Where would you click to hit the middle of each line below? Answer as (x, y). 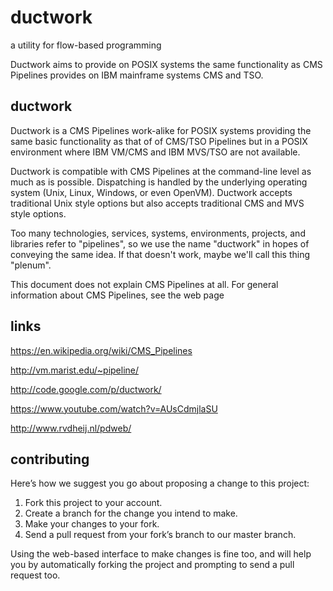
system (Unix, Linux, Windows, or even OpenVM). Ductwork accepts (151, 192)
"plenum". (31, 265)
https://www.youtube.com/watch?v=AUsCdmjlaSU (114, 408)
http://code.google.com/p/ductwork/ (86, 389)
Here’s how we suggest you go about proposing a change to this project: (160, 483)
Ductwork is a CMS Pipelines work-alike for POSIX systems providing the (161, 130)
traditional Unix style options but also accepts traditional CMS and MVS (157, 203)
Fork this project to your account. (93, 503)
